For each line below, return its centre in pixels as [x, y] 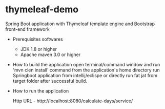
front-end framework [27, 29]
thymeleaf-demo [42, 10]
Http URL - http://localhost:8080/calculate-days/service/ [73, 101]
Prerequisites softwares [38, 39]
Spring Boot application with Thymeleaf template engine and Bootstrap [80, 24]
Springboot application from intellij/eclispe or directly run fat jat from [85, 75]
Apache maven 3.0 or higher [50, 55]
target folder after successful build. [50, 81]
